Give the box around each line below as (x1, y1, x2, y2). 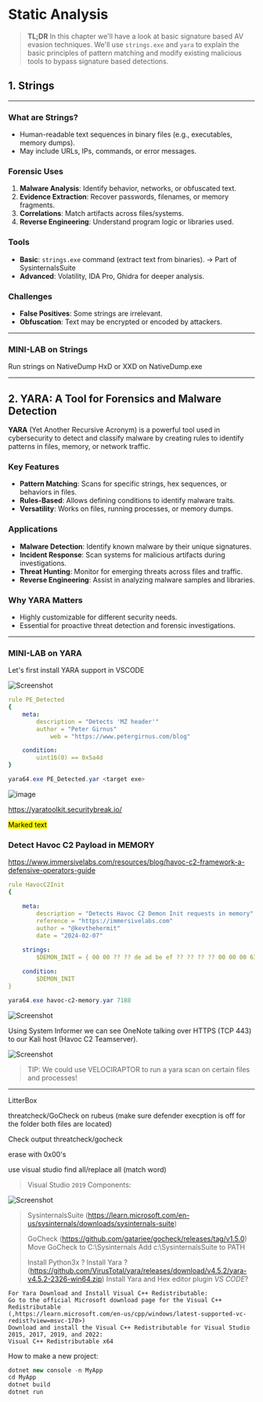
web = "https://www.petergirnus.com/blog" (49, 732, 191, 740)
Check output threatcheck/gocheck (8, 1134, 123, 1144)
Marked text (8, 820, 47, 829)
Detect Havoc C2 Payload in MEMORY (8, 839, 155, 850)
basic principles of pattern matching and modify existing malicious (27, 48, 243, 57)
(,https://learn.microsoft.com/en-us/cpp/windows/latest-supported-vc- (8, 1309, 247, 1318)
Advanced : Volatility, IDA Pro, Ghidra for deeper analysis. (19, 271, 205, 280)
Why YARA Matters (8, 594, 84, 605)
